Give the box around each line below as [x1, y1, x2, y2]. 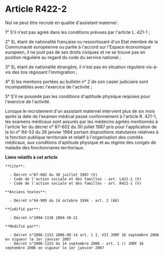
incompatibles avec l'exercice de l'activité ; [5, 84, 92, 89]
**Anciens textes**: [5, 189, 48, 195]
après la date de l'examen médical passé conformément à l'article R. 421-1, [5, 113, 157, 119]
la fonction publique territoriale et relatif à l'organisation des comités [5, 134, 143, 140]
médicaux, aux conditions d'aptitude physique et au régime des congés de [5, 139, 156, 145]
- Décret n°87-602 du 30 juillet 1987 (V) [9, 172, 98, 177]
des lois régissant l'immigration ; [12, 69, 78, 75]
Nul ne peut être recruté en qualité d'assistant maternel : [5, 20, 119, 26]
